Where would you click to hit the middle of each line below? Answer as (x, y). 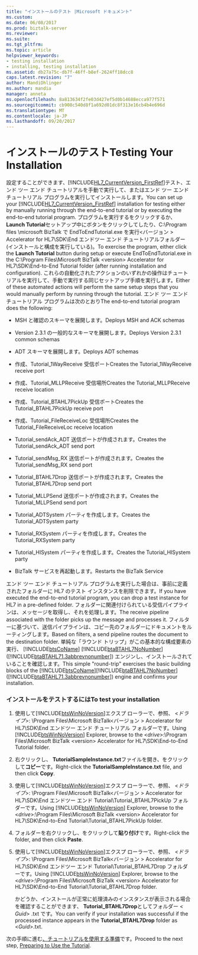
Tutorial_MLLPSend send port (51, 503)
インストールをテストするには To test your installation (83, 699)
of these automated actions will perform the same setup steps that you (92, 287)
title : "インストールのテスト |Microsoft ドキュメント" (69, 12)
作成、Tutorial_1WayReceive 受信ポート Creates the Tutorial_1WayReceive (103, 364)
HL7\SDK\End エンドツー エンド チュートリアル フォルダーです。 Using (100, 728)
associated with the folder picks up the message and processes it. (87, 620)
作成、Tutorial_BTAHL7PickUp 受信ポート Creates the (79, 402)
